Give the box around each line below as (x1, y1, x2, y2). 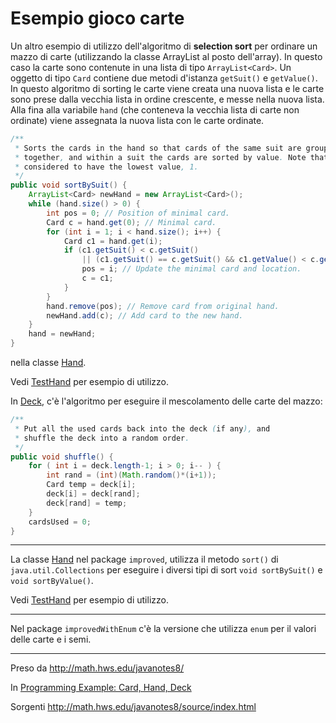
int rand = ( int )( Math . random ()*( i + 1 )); (46, 470, 217, 481)
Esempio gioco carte (10, 7, 185, 30)
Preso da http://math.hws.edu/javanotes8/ (10, 662, 185, 674)
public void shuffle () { (10, 452, 114, 462)
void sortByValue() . (10, 575, 94, 587)
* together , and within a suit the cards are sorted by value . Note (14, 152, 307, 162)
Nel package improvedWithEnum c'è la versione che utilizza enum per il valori (10, 623, 317, 635)
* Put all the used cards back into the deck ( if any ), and (14, 423, 271, 434)
